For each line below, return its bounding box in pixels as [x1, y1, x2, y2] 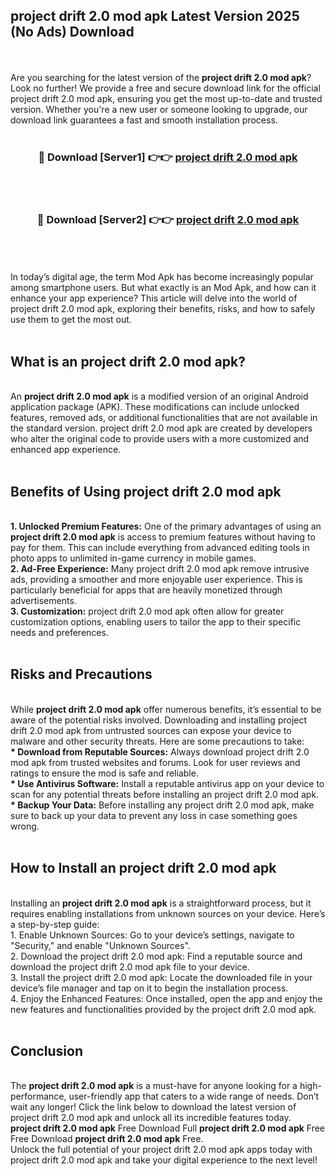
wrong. [10, 820, 40, 832]
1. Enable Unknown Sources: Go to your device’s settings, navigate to [10, 929, 295, 941]
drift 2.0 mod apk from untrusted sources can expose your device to [10, 724, 292, 736]
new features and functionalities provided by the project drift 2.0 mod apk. [10, 1003, 317, 1015]
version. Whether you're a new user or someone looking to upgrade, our [10, 103, 308, 115]
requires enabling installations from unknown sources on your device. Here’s [10, 907, 326, 919]
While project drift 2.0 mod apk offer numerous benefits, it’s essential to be [10, 703, 322, 715]
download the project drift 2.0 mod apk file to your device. [10, 960, 250, 973]
